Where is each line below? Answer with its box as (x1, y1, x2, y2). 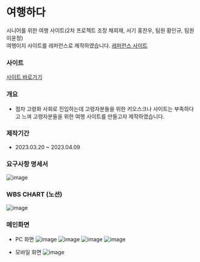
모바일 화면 (15, 248, 42, 255)
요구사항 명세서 (6, 160, 49, 168)
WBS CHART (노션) (6, 190, 63, 199)
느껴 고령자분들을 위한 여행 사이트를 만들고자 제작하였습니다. (21, 113, 165, 120)
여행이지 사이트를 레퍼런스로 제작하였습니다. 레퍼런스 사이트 (6, 42, 148, 49)
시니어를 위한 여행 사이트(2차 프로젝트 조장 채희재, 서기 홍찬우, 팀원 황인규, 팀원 (6, 27, 195, 34)
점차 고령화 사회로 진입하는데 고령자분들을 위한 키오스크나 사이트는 (15, 105, 173, 112)
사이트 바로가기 (6, 73, 43, 81)
